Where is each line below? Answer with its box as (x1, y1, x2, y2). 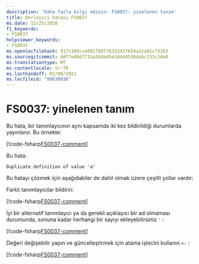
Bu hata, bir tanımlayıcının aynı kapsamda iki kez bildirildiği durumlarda (6, 122, 182, 130)
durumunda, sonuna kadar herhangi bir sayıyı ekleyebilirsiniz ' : (6, 216, 165, 224)
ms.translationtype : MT (6, 59, 66, 65)
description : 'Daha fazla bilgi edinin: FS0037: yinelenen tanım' (6, 8, 177, 15)
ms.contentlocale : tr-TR (6, 65, 69, 71)
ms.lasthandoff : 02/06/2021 (6, 71, 77, 77)
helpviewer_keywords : (6, 37, 61, 43)
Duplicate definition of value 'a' (6, 164, 96, 170)
